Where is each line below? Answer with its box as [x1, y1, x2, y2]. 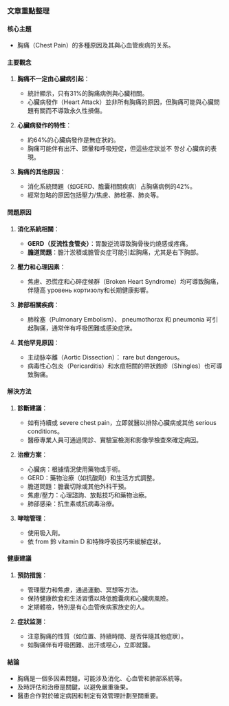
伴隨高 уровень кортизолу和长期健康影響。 [27, 286, 153, 294]
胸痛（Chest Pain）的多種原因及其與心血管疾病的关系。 [17, 41, 175, 50]
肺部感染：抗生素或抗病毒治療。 [27, 499, 118, 508]
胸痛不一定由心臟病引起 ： [17, 74, 90, 83]
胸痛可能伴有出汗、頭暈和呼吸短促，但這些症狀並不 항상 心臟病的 [27, 145, 211, 153]
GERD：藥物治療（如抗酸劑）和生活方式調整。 [27, 473, 159, 481]
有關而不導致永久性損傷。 [33, 107, 107, 115]
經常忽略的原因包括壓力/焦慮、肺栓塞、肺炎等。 [27, 191, 163, 199]
